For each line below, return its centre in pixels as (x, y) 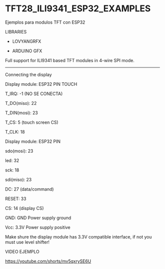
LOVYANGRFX (27, 41)
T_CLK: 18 (15, 132)
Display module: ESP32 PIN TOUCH (41, 84)
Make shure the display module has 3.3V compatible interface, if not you (79, 236)
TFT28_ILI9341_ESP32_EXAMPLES (78, 9)
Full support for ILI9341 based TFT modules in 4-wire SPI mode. (70, 60)
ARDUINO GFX (27, 51)
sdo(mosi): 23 (19, 151)
